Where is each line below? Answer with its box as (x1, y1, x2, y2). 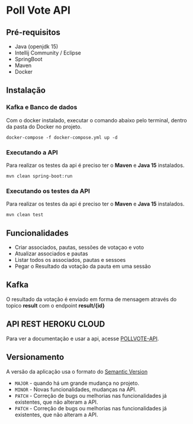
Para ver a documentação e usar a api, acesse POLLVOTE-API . (6, 335, 159, 342)
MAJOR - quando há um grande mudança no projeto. (14, 379, 140, 387)
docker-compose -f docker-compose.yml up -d (6, 134, 118, 140)
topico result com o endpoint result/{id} (6, 302, 105, 309)
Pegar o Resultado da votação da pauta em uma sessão (14, 262, 151, 270)
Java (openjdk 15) (14, 43, 59, 50)
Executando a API (6, 148, 58, 156)
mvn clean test (6, 212, 44, 218)
